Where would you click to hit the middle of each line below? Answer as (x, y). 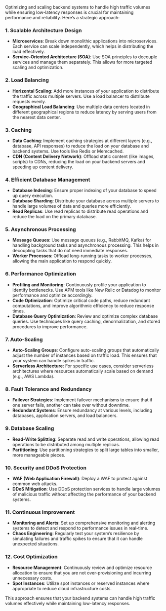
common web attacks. (35, 484)
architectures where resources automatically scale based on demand (83, 371)
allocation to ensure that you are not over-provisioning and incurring (82, 573)
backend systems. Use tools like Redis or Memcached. (68, 151)
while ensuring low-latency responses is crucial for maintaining (69, 12)
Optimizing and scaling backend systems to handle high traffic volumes (78, 7)
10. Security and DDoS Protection (46, 467)
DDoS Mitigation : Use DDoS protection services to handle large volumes (86, 489)
